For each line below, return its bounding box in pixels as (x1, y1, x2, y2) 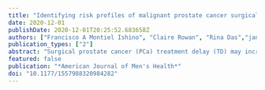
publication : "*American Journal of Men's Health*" (8, 63, 181, 70)
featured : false (8, 56, 62, 63)
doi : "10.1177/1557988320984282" (8, 70, 118, 77)
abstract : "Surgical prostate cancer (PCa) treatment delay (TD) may (8, 48, 242, 56)
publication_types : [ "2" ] (8, 41, 93, 49)
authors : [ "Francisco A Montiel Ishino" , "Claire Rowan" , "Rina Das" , (8, 33, 245, 41)
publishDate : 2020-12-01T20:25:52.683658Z (8, 26, 150, 34)
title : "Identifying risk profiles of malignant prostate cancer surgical (8, 11, 259, 20)
